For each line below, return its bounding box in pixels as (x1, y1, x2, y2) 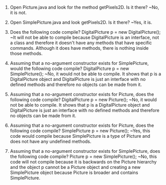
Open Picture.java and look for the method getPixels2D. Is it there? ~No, (10, 5, 159, 10)
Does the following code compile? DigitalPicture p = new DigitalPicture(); (10, 29, 161, 35)
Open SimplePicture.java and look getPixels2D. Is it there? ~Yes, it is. (10, 20, 152, 25)
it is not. (10, 10, 27, 16)
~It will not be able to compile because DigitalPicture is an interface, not (10, 35, 159, 40)
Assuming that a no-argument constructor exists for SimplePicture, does (10, 148, 160, 154)
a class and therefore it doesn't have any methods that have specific (10, 40, 152, 46)
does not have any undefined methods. (10, 138, 92, 144)
